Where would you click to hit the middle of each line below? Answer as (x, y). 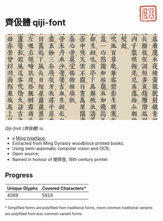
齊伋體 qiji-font (35, 23)
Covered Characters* (64, 188)
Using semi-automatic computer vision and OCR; (61, 148)
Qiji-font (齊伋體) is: (25, 129)
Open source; (26, 154)
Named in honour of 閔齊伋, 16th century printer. (60, 160)
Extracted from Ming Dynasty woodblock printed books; (68, 143)
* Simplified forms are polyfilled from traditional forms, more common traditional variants (79, 208)
